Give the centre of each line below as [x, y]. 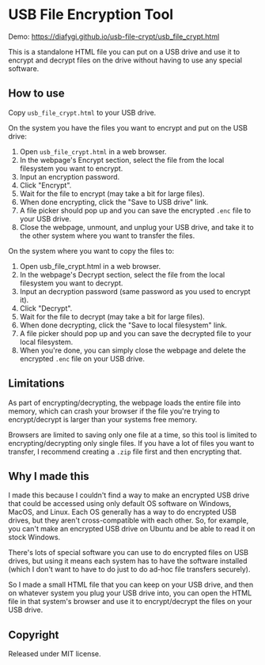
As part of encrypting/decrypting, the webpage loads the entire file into [125, 402]
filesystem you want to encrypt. [71, 168]
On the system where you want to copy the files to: [91, 251]
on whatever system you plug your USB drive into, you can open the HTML [130, 593]
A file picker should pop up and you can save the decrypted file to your [135, 333]
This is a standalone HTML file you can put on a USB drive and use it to [124, 51]
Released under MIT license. [55, 654]
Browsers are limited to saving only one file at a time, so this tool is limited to [132, 435]
